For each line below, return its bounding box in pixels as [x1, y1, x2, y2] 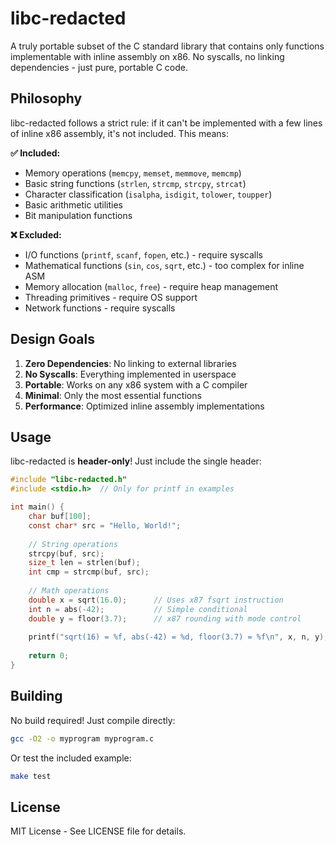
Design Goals [10, 331, 95, 348]
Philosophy [10, 90, 83, 107]
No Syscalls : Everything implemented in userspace [24, 368, 237, 380]
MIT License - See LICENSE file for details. [10, 825, 187, 837]
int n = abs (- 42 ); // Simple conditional [28, 604, 248, 614]
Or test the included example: [10, 752, 132, 764]
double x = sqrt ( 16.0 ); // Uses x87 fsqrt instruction [28, 595, 284, 605]
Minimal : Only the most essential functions [24, 389, 202, 401]
